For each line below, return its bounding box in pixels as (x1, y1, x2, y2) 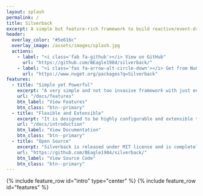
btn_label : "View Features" (17, 99, 88, 105)
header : (6, 31, 26, 38)
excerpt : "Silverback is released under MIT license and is (17, 143, 172, 150)
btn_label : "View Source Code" (17, 155, 96, 161)
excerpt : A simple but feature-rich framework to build (6, 25, 150, 32)
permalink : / (6, 15, 39, 21)
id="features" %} (6, 184, 50, 191)
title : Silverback (6, 20, 53, 26)
